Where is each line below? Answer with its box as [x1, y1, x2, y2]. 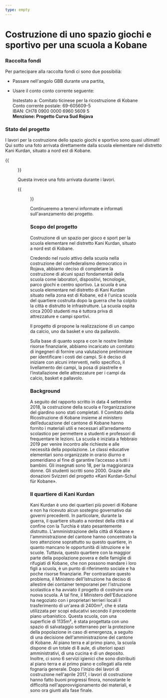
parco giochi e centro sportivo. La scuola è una [30, 281, 127, 287]
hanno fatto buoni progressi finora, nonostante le [30, 677, 131, 683]
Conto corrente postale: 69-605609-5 [12, 103, 91, 109]
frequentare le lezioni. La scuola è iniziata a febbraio [30, 436, 138, 442]
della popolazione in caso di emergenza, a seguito [30, 629, 134, 635]
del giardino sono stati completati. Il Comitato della [30, 409, 134, 415]
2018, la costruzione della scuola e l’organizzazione [30, 404, 136, 410]
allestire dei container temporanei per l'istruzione [30, 581, 131, 587]
